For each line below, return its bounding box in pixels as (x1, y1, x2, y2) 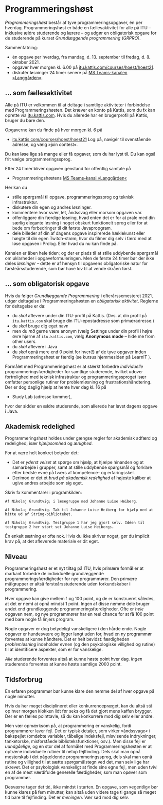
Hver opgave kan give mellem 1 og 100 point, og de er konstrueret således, (5, 596, 155, 602)
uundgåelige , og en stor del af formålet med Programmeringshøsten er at (5, 744, 152, 749)
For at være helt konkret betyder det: (5, 450, 79, 456)
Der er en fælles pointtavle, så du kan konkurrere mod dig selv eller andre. (5, 713, 154, 719)
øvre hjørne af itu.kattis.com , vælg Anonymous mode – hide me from (12, 333, 155, 339)
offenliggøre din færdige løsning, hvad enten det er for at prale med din (12, 215, 155, 221)
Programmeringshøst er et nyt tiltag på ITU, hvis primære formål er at (5, 565, 144, 571)
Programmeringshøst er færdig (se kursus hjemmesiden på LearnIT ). (12, 354, 152, 360)
